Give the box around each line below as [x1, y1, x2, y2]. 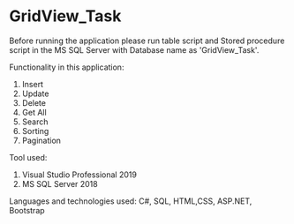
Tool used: [9, 152, 48, 162]
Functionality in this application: [9, 62, 124, 72]
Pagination [21, 135, 62, 146]
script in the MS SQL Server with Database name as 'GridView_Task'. [9, 44, 260, 55]
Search [21, 116, 49, 127]
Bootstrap [9, 205, 46, 215]
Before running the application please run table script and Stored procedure [9, 35, 285, 46]
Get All [21, 107, 47, 117]
